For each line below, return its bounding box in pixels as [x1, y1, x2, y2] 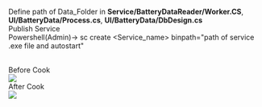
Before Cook [8, 65, 51, 75]
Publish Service [8, 24, 60, 33]
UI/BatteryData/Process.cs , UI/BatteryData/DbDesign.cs [8, 15, 203, 25]
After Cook [8, 82, 44, 91]
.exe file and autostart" [8, 41, 85, 51]
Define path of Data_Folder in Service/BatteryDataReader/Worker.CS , [8, 7, 244, 16]
